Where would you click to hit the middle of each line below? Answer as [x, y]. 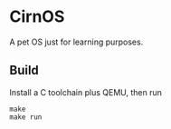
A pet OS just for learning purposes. [76, 42]
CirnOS [37, 17]
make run [26, 117]
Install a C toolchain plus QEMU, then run [86, 92]
